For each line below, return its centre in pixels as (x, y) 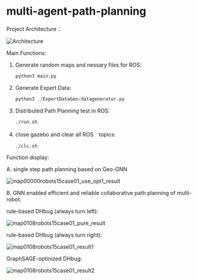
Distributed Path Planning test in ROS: (62, 111)
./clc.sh (26, 146)
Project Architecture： (34, 29)
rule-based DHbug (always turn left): (52, 212)
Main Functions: (27, 53)
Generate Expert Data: (43, 87)
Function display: (28, 158)
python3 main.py (36, 76)
